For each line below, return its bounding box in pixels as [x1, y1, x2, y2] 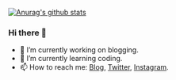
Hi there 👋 [8, 27, 48, 38]
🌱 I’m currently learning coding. [19, 54, 123, 63]
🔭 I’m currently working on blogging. [19, 45, 139, 55]
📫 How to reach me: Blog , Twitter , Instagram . [19, 63, 169, 72]
